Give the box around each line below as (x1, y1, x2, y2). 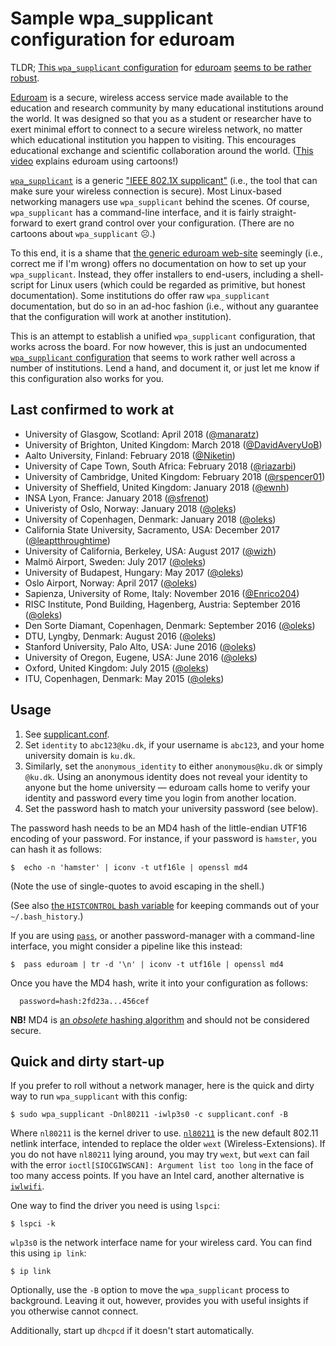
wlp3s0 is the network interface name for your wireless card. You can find (10, 1237, 313, 1249)
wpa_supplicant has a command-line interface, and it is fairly (10, 206, 260, 218)
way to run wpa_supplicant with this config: (10, 1090, 188, 1102)
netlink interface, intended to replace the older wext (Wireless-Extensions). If (10, 1138, 326, 1150)
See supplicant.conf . (24, 728, 110, 740)
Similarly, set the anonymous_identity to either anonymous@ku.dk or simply (24, 760, 323, 772)
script (10, 278, 35, 291)
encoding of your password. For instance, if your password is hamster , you (10, 832, 317, 844)
